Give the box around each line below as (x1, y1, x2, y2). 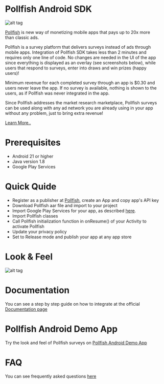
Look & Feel (5, 251, 53, 262)
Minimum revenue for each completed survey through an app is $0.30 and (5, 80, 155, 86)
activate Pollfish (12, 223, 45, 229)
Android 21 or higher (12, 153, 54, 159)
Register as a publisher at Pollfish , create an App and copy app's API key (12, 197, 159, 203)
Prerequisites (5, 137, 61, 148)
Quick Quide (5, 181, 57, 192)
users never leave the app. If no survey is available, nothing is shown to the (5, 85, 157, 91)
